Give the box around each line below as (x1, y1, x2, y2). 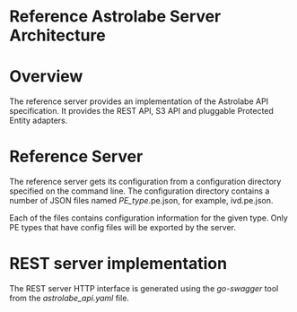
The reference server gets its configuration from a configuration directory (9, 177, 282, 187)
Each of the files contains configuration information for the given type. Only (9, 212, 289, 223)
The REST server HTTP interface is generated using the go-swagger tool (9, 283, 279, 293)
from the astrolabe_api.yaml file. (9, 293, 130, 303)
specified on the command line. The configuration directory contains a (9, 186, 270, 196)
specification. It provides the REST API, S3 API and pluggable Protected (9, 106, 274, 117)
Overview (9, 66, 83, 87)
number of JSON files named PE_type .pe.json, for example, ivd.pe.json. (9, 195, 274, 206)
